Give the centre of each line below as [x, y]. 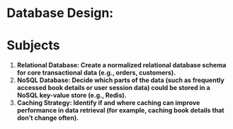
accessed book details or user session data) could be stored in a [113, 88]
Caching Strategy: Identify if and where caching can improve [108, 103]
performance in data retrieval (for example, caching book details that [120, 111]
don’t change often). [48, 118]
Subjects [33, 46]
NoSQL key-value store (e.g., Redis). [72, 95]
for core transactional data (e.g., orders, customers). [96, 73]
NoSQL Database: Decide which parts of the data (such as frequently [120, 80]
